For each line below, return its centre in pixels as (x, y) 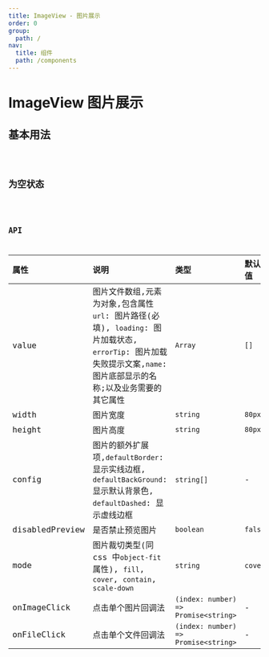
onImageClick (41, 607)
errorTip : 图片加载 (130, 352)
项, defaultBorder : (128, 457)
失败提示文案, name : (130, 364)
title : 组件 (34, 53)
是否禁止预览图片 (125, 530)
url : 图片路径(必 (126, 316)
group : (19, 31)
